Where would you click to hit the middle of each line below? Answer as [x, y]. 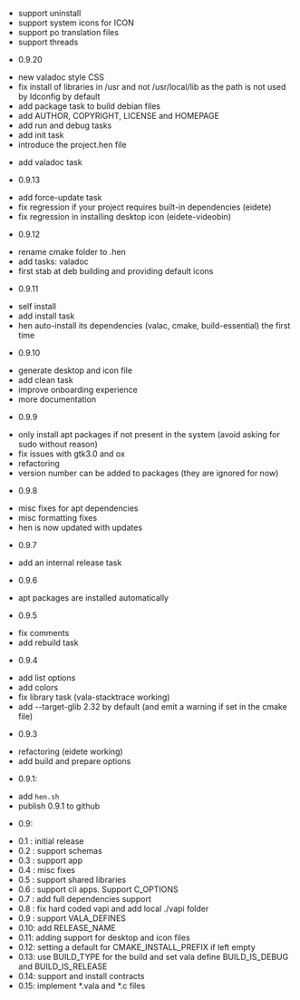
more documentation [57, 399]
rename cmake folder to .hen [72, 252]
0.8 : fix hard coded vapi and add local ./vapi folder [113, 908]
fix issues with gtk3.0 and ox [71, 454]
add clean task [46, 380]
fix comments [44, 633]
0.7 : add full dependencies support [84, 899]
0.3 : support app [50, 860]
